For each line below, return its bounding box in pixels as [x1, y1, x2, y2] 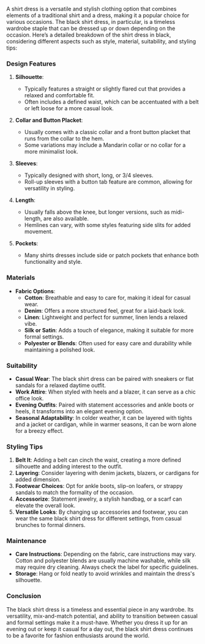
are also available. [43, 215, 89, 222]
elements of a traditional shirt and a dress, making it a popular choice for [6, 12, 190, 19]
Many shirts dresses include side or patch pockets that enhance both [24, 252, 199, 259]
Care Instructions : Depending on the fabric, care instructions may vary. [15, 550, 196, 558]
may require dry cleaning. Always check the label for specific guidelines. [15, 563, 199, 571]
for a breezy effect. [15, 427, 64, 434]
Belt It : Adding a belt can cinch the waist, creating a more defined [15, 456, 182, 464]
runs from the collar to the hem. [24, 135, 105, 143]
